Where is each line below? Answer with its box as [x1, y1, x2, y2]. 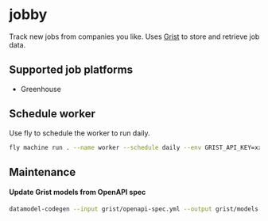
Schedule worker [9, 107, 96, 120]
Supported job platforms [9, 63, 134, 77]
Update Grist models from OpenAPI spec [9, 188, 146, 197]
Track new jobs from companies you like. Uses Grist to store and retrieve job [9, 32, 260, 41]
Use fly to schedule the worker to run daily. [9, 128, 150, 138]
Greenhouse [20, 84, 62, 93]
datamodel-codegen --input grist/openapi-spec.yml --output [9, 205, 213, 213]
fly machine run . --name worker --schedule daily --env [9, 143, 202, 151]
